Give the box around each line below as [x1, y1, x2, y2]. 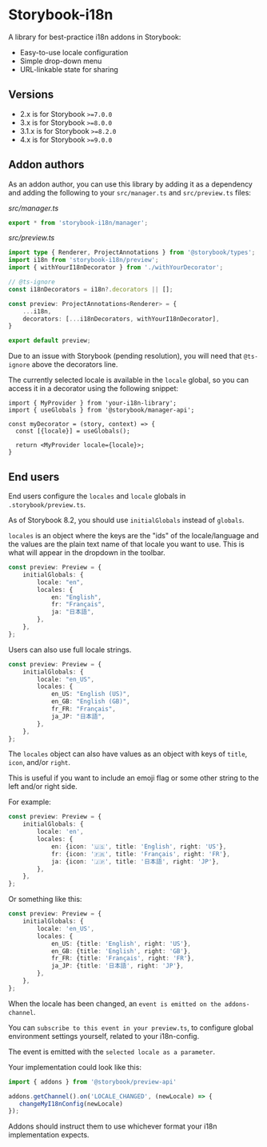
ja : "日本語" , [50, 608, 94, 616]
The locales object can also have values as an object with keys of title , [8, 749, 248, 759]
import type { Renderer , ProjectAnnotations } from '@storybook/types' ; [8, 248, 256, 257]
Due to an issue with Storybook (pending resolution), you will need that [8, 351, 242, 361]
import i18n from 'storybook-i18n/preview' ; [8, 256, 159, 264]
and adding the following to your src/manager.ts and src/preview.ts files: [8, 187, 252, 197]
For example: [8, 797, 52, 807]
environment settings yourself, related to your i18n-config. [8, 1031, 200, 1040]
